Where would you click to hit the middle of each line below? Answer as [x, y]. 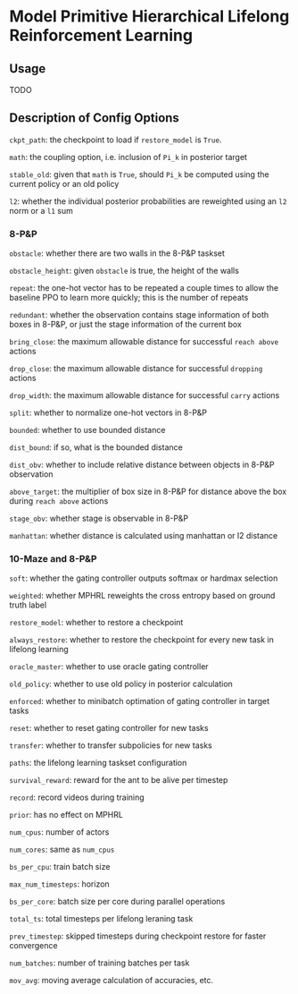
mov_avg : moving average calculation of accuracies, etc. [112, 981]
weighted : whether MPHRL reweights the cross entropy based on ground [142, 596]
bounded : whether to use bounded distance [87, 430]
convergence [33, 946]
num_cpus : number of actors [59, 832]
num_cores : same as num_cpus [62, 850]
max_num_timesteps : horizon [59, 884]
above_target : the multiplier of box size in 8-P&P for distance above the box [148, 492]
